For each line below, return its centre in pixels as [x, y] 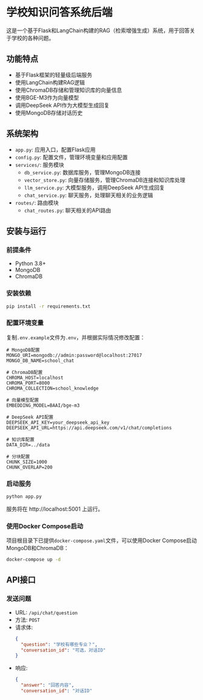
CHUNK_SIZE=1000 [27, 462]
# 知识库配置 [20, 440]
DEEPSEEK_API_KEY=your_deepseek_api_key [58, 423]
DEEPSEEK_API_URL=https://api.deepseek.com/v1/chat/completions [89, 428]
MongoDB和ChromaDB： [38, 548]
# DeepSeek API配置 [30, 417]
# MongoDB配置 [23, 350]
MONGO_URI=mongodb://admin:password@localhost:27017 [74, 355]
